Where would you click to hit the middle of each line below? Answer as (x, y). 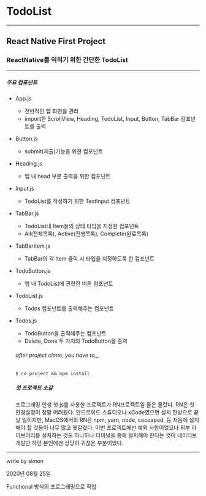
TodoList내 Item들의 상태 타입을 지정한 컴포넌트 (82, 226)
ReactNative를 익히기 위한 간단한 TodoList (67, 60)
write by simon (25, 460)
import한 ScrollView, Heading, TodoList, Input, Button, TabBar (102, 118)
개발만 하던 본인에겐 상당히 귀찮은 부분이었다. (69, 443)
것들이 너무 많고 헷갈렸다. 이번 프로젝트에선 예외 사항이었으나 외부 (112, 427)
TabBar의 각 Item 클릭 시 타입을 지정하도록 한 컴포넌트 (90, 258)
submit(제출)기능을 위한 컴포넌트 (63, 151)
